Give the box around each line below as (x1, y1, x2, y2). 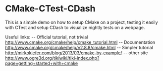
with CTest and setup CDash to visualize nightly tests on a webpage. (5, 24, 145, 30)
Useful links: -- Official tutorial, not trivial (5, 34, 88, 40)
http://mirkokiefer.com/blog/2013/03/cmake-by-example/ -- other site (5, 50, 148, 56)
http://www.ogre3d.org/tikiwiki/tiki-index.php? (5, 55, 100, 61)
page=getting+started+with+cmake (5, 60, 78, 66)
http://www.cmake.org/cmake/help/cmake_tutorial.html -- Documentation (5, 39, 156, 45)
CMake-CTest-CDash (5, 3, 96, 14)
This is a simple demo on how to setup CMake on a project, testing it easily (5, 19, 158, 25)
